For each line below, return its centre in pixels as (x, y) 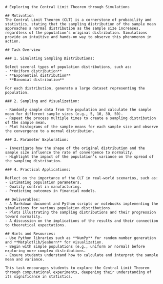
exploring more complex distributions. (46, 251)
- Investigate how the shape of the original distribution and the (75, 148)
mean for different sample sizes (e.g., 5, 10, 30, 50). (64, 114)
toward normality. (24, 217)
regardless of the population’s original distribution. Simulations (76, 33)
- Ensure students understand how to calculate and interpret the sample (82, 255)
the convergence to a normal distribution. (50, 131)
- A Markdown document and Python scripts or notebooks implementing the (82, 204)
